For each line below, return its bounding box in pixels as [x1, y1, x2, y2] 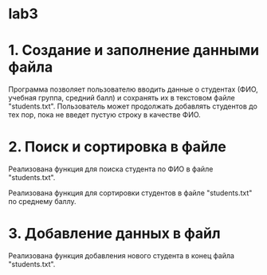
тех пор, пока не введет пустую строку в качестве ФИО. [8, 110, 201, 120]
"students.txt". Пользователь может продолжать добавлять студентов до [8, 101, 257, 112]
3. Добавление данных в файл [8, 225, 221, 243]
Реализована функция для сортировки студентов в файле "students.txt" [8, 188, 253, 198]
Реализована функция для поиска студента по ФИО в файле [8, 164, 214, 174]
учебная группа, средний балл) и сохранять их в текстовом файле [8, 93, 235, 103]
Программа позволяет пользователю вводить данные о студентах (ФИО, [8, 84, 259, 94]
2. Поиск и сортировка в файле [8, 138, 227, 156]
